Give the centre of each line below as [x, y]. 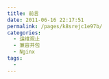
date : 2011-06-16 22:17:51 [46, 20]
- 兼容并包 [27, 45]
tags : [15, 58]
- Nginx [24, 52]
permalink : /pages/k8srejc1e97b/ [55, 26]
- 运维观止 [27, 39]
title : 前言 [23, 13]
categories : [24, 33]
